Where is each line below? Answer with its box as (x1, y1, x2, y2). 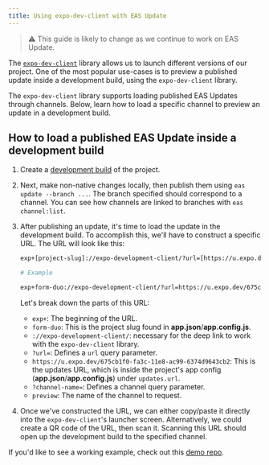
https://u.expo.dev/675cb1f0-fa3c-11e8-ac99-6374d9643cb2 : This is (31, 356, 256, 366)
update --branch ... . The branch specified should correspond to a (19, 189, 243, 199)
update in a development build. (8, 108, 111, 117)
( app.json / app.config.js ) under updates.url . (31, 373, 181, 383)
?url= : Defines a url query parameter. (31, 348, 158, 358)
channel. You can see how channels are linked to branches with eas (19, 198, 244, 208)
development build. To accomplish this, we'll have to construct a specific (19, 230, 261, 240)
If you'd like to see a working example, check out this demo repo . (8, 447, 225, 457)
